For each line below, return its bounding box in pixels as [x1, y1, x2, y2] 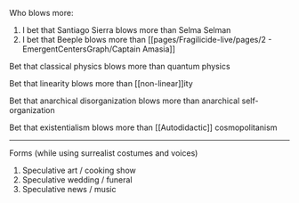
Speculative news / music [21, 184, 117, 194]
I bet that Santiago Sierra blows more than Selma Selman [21, 25, 231, 35]
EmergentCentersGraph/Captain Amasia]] [21, 44, 176, 54]
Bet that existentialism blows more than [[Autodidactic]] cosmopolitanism [9, 122, 278, 133]
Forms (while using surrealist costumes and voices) [9, 148, 198, 158]
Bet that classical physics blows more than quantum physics [9, 61, 230, 71]
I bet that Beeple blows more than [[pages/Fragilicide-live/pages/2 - [21, 35, 272, 45]
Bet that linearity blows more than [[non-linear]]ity [9, 78, 193, 88]
